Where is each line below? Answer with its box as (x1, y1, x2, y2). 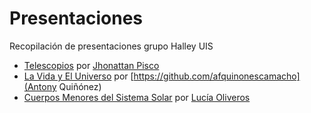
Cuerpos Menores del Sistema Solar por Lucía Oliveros (23, 91, 251, 103)
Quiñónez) (58, 80, 102, 92)
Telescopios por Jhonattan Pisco (23, 59, 160, 71)
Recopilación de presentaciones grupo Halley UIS (9, 40, 214, 52)
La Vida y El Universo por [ (23, 70, 134, 82)
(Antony (23, 80, 57, 92)
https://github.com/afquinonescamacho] (133, 70, 301, 82)
